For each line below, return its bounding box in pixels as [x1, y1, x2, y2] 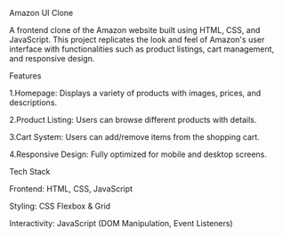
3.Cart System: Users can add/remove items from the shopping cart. [9, 132, 260, 142]
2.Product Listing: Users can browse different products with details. [9, 115, 257, 125]
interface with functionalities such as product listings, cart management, [9, 44, 274, 54]
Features [9, 70, 42, 81]
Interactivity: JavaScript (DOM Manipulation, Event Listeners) [9, 218, 233, 228]
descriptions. [9, 97, 58, 108]
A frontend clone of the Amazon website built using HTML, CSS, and [9, 25, 261, 35]
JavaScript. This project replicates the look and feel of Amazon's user [9, 35, 265, 45]
